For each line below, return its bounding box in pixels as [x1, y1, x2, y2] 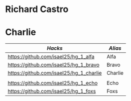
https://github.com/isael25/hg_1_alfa [7, 53, 95, 60]
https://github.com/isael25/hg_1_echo [7, 79, 98, 86]
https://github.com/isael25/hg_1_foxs [7, 88, 96, 95]
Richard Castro [5, 4, 68, 15]
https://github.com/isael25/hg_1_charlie [7, 69, 102, 76]
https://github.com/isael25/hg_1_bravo [7, 61, 100, 68]
